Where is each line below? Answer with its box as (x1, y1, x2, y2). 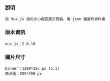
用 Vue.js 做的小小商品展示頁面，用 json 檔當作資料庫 (5, 17, 106, 22)
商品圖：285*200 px (5, 71, 42, 76)
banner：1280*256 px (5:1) (5, 66, 60, 71)
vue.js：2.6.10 (5, 41, 35, 46)
